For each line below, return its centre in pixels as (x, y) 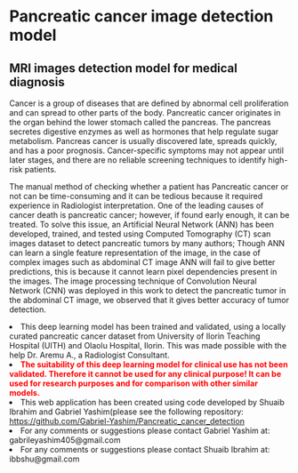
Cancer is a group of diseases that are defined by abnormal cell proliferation (149, 103)
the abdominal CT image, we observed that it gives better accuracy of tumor (149, 300)
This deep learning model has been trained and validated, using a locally (153, 327)
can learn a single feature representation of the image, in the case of (135, 253)
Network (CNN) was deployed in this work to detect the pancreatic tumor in (148, 290)
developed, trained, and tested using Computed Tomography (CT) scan (140, 234)
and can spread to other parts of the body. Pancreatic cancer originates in (145, 112)
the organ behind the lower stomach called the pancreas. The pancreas (140, 122)
